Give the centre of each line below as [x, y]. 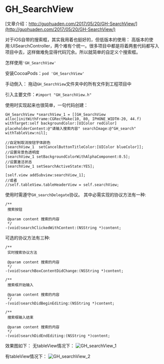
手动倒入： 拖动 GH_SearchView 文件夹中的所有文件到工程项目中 [69, 84]
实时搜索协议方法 [22, 252]
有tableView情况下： [26, 356]
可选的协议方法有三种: [28, 238]
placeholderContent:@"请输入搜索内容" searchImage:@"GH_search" [71, 128]
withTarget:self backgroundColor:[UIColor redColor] [61, 123]
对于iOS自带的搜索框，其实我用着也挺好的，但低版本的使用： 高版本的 [77, 39]
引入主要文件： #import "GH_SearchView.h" [48, 94]
